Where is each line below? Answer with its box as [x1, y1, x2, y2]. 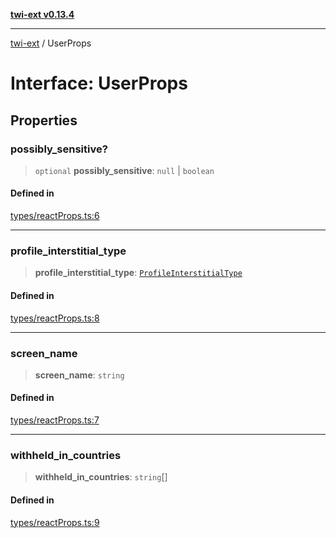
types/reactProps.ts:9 [10, 516, 100, 528]
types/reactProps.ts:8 [10, 312, 100, 324]
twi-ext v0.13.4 [10, 9, 75, 20]
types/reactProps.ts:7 [10, 414, 100, 426]
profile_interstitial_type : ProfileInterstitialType [34, 267, 243, 279]
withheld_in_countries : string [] [34, 471, 168, 483]
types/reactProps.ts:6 [10, 210, 100, 222]
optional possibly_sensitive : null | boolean [34, 164, 215, 176]
